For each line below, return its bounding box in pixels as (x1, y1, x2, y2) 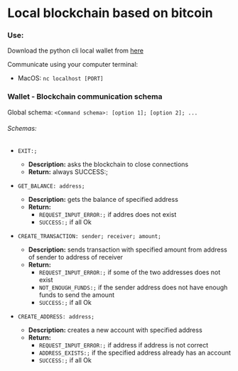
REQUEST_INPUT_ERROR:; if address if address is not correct (38, 340, 209, 349)
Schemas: (7, 124, 37, 133)
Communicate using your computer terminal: (7, 60, 139, 69)
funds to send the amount (38, 290, 115, 299)
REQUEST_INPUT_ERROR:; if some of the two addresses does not (38, 268, 221, 276)
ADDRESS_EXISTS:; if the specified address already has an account (38, 348, 231, 357)
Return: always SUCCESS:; (28, 167, 108, 176)
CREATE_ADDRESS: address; (17, 313, 94, 321)
